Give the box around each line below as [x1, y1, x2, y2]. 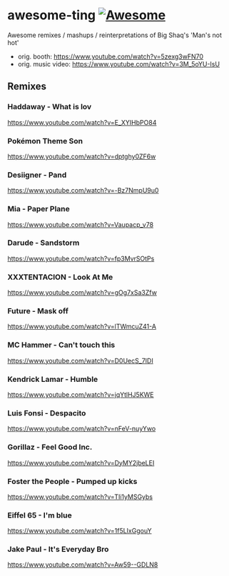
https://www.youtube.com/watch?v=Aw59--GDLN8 [7, 560, 158, 569]
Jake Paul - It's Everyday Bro [7, 545, 109, 555]
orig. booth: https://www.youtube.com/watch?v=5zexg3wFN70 [17, 52, 204, 61]
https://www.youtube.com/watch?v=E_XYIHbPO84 [7, 118, 157, 126]
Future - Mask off [7, 306, 69, 316]
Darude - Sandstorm [7, 238, 80, 248]
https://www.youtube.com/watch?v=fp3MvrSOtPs [7, 254, 155, 263]
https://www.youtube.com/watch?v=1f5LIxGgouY [7, 527, 152, 535]
